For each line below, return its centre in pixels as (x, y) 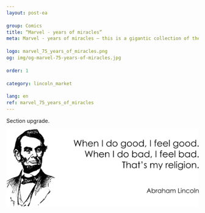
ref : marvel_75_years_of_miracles (50, 103)
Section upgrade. (28, 120)
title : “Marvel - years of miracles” (54, 32)
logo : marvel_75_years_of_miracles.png (57, 52)
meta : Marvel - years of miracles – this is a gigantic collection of (98, 39)
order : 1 (17, 71)
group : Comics (24, 26)
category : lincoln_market (39, 83)
